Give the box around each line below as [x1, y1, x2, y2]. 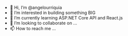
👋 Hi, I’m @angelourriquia [9, 5, 62, 10]
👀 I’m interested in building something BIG [9, 10, 96, 16]
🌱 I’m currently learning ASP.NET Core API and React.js [9, 15, 123, 20]
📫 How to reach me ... [9, 26, 56, 31]
